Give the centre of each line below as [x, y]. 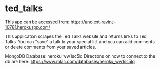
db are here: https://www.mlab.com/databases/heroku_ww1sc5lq [70, 61]
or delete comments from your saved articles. [50, 47]
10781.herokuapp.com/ [28, 27]
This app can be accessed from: [37, 22]
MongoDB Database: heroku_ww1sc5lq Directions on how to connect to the [80, 56]
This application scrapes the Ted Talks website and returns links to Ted [76, 36]
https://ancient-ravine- [93, 22]
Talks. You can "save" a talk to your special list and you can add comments [80, 41]
